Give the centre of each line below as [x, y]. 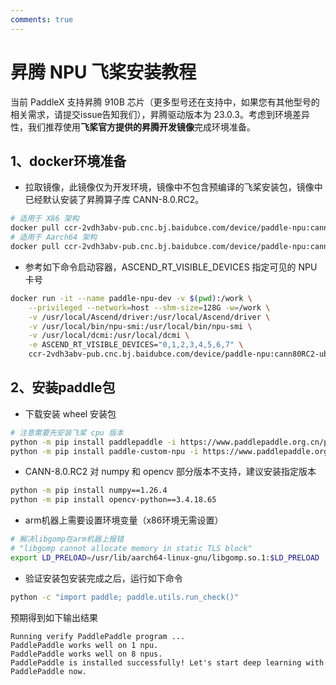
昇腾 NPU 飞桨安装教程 [103, 72]
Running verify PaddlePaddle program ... [98, 636]
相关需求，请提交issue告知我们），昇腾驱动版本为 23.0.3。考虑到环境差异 [160, 114]
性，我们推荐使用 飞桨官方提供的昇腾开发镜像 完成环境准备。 [133, 127]
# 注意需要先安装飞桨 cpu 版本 [67, 432]
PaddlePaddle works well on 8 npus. [86, 654]
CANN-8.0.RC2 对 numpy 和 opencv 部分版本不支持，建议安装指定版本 [170, 472]
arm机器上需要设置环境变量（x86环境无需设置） [124, 520]
